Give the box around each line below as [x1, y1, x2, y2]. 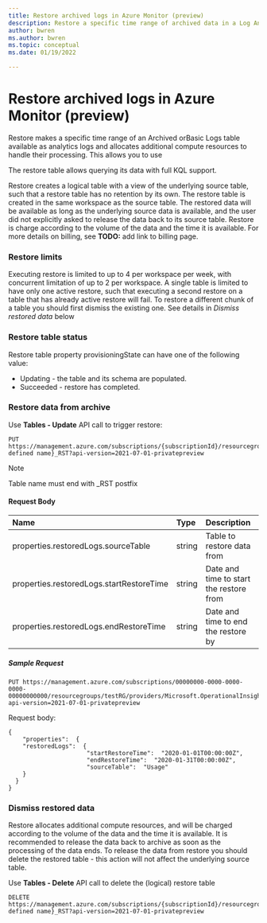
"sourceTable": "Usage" [86, 763, 169, 771]
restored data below [8, 312, 75, 321]
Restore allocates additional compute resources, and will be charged [8, 820, 233, 830]
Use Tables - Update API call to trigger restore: [8, 419, 163, 430]
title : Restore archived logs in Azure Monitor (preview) [8, 11, 204, 20]
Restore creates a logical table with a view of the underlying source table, [8, 181, 249, 190]
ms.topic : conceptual [8, 41, 80, 49]
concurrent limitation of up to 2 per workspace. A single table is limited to [8, 278, 249, 287]
